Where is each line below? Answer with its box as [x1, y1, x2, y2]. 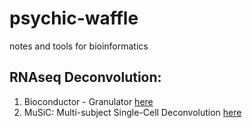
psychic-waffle [9, 7, 139, 30]
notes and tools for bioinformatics [9, 40, 149, 52]
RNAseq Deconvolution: [9, 69, 162, 86]
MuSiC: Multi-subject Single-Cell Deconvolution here [23, 106, 242, 118]
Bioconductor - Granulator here [23, 95, 154, 107]
